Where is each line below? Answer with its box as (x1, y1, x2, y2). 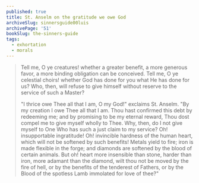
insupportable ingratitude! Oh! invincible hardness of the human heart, (20, 132, 193, 139)
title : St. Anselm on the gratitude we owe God (6, 14, 127, 20)
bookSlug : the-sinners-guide (6, 31, 78, 37)
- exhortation (11, 42, 46, 48)
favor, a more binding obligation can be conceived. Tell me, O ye (20, 70, 179, 77)
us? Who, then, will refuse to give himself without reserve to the (20, 83, 177, 90)
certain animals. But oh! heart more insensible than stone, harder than (20, 151, 192, 158)
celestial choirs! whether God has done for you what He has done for (20, 76, 190, 83)
